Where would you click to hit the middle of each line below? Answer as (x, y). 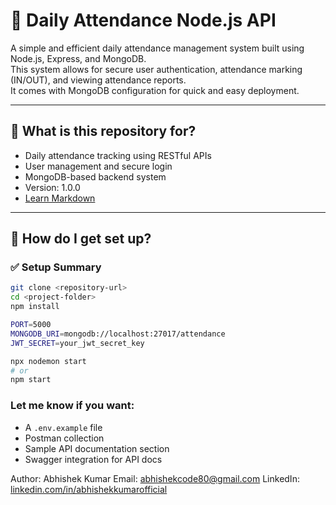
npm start (31, 380)
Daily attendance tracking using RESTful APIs (118, 155)
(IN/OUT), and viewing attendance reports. (98, 80)
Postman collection (64, 438)
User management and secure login (98, 166)
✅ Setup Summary (56, 267)
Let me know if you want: (72, 406)
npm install (35, 307)
